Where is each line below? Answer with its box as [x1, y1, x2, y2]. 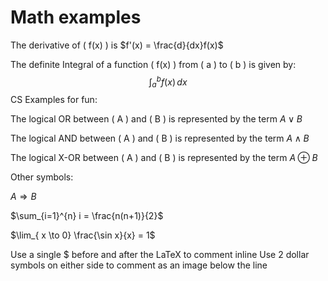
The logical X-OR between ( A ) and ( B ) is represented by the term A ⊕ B [10, 152, 318, 164]
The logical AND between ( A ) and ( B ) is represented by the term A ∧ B [10, 132, 310, 145]
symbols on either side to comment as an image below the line [10, 259, 268, 271]
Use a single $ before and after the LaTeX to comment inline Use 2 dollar [10, 249, 310, 261]
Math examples [10, 6, 142, 29]
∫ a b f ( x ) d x [148, 74, 188, 90]
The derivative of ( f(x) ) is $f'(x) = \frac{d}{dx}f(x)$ [10, 39, 224, 51]
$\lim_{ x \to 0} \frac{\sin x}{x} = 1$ [10, 229, 156, 241]
